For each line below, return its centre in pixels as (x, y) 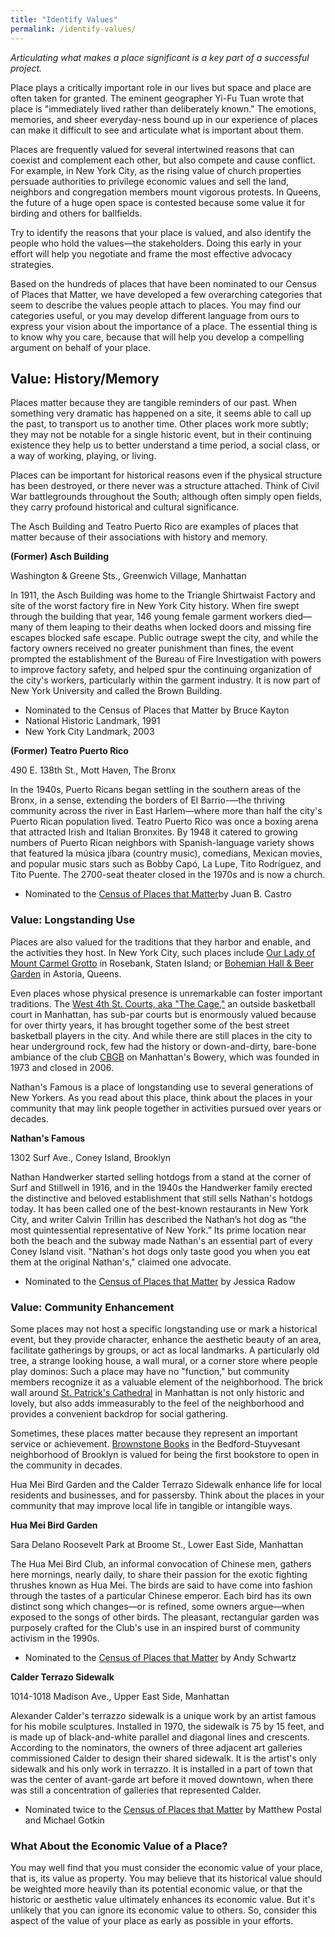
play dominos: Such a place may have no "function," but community (150, 1371)
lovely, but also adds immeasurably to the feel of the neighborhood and (157, 1403)
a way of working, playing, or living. (83, 456)
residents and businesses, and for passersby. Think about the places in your (167, 1495)
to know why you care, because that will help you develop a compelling (157, 337)
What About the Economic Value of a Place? (119, 1846)
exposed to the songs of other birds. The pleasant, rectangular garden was (165, 1617)
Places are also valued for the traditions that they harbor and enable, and (160, 942)
